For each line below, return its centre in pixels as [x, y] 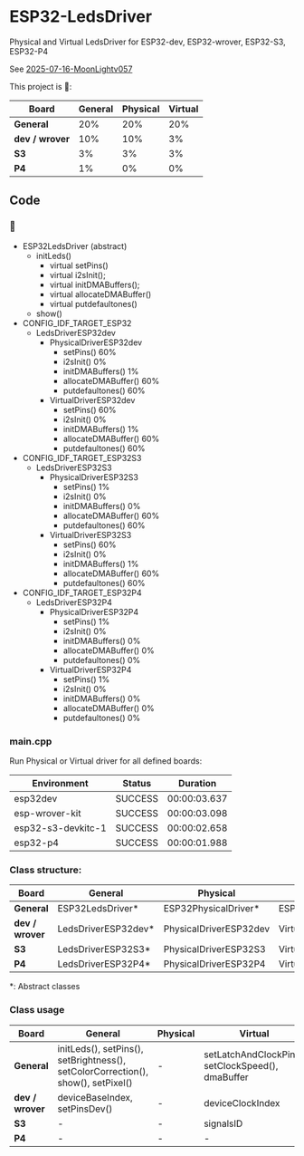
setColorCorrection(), [103, 1071]
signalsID [223, 1123]
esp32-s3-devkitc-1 [60, 828]
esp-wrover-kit [47, 813]
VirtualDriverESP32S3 [90, 535]
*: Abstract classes [45, 987]
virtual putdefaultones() [93, 303]
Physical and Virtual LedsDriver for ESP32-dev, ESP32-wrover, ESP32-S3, [148, 42]
